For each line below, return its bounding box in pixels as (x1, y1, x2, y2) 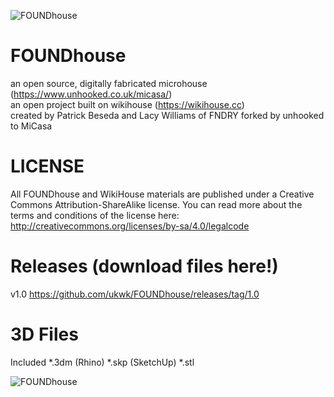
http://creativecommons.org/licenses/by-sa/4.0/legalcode (10, 220, 250, 232)
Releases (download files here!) (10, 255, 279, 278)
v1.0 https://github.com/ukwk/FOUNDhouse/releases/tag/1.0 (10, 288, 260, 300)
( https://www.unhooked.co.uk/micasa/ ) (10, 88, 173, 100)
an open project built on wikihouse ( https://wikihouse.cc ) (10, 98, 245, 110)
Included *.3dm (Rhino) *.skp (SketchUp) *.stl (10, 356, 195, 368)
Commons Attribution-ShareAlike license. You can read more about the (10, 198, 303, 210)
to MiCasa (10, 120, 53, 132)
